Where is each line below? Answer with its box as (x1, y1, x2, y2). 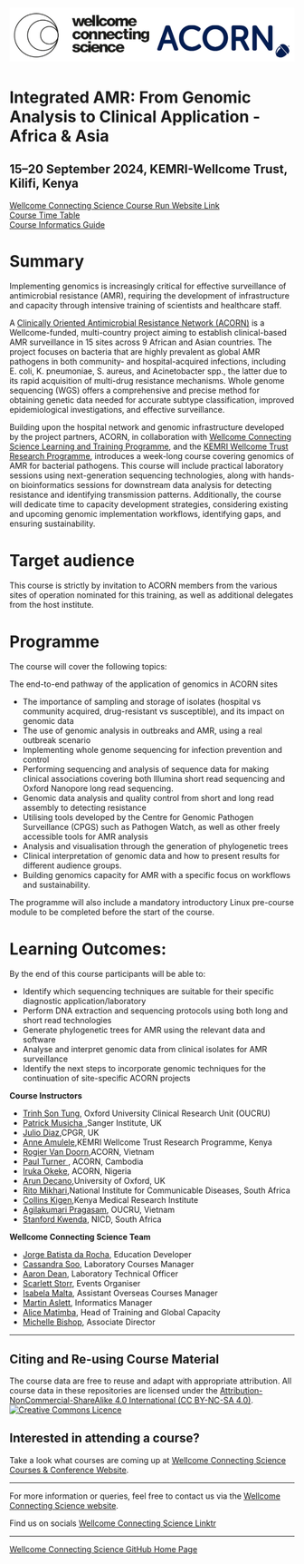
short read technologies (22, 1015, 112, 1026)
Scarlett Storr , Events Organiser (22, 1278, 141, 1289)
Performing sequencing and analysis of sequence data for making (22, 764, 270, 775)
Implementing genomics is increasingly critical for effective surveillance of (9, 280, 287, 292)
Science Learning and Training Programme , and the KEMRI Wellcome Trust (9, 441, 289, 452)
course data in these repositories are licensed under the (9, 1385, 219, 1396)
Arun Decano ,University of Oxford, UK (22, 1176, 166, 1187)
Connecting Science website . (9, 1500, 119, 1510)
